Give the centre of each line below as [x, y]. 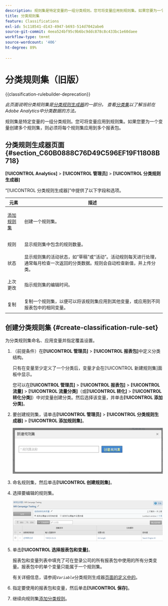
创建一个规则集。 [42, 222]
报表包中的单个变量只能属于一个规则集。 [63, 566]
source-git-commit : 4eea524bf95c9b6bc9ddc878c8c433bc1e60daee [71, 32]
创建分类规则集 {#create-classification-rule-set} [82, 328]
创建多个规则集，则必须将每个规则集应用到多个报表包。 [66, 127]
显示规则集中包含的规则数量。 [55, 244]
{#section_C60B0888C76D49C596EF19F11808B [82, 153]
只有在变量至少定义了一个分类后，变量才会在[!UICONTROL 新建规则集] [85, 368]
